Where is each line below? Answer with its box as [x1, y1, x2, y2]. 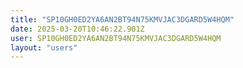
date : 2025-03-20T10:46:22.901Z [10, 24, 145, 34]
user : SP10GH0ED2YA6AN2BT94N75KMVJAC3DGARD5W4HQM [10, 33, 222, 43]
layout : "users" [10, 42, 78, 53]
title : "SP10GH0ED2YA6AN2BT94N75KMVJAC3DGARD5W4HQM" [10, 14, 235, 25]
